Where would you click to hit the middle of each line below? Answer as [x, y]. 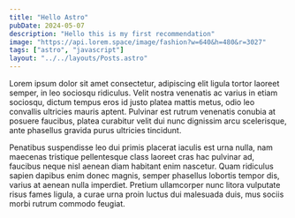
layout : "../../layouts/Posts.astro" [79, 58]
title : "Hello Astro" [49, 17]
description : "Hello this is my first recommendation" [112, 34]
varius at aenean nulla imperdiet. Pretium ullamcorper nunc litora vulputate [145, 185]
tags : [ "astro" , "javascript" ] [67, 50]
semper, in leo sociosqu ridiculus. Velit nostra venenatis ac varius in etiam [144, 93]
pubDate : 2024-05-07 [47, 26]
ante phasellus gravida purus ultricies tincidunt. [95, 130]
